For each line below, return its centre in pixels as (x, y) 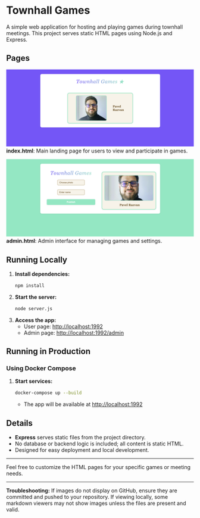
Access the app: (35, 320)
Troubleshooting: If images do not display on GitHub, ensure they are (92, 491)
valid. (13, 510)
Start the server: (36, 297)
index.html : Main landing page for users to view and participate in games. (97, 151)
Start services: (34, 381)
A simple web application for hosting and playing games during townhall (95, 27)
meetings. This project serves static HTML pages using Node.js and (89, 33)
